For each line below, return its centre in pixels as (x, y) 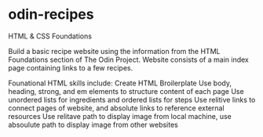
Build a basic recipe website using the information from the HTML (114, 51)
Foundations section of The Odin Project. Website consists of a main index (128, 59)
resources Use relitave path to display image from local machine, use (120, 116)
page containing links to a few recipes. (71, 67)
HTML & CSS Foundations (50, 36)
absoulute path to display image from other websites (93, 124)
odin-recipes (51, 14)
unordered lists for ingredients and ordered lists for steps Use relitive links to (132, 99)
